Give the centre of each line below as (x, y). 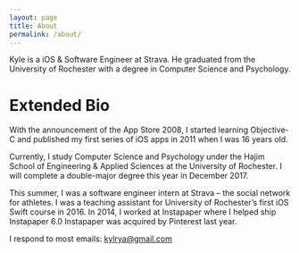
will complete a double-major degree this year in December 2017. (129, 176)
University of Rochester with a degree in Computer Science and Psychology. (150, 69)
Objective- (270, 130)
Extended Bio (59, 105)
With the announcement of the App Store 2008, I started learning (129, 130)
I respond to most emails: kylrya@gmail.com (91, 239)
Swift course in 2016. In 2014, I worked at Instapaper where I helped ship (143, 212)
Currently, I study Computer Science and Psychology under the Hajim (137, 156)
